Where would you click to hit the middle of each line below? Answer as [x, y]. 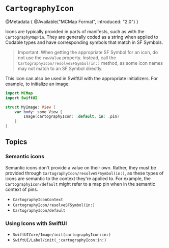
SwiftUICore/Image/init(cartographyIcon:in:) [62, 235]
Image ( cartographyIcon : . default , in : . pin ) [72, 117]
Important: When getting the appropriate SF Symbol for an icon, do [88, 52]
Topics [16, 142]
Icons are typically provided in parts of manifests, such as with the [75, 31]
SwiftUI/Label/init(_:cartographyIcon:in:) [60, 240]
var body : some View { [38, 112]
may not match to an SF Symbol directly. [60, 68]
